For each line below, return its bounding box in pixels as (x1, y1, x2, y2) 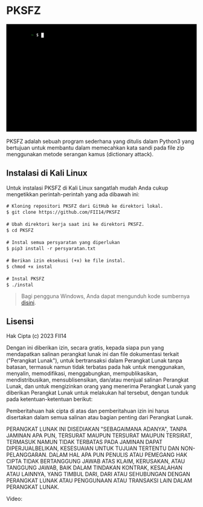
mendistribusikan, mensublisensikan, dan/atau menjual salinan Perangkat (6, 376, 189, 383)
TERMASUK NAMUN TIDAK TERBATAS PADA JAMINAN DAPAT (6, 439, 163, 446)
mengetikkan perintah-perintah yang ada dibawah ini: (6, 190, 140, 197)
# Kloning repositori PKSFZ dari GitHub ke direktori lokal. (6, 203, 164, 209)
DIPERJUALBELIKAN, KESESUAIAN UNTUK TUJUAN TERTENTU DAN (6, 445, 179, 452)
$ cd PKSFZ (6, 227, 34, 233)
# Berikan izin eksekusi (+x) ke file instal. (6, 257, 126, 263)
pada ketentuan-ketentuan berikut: (6, 396, 93, 403)
